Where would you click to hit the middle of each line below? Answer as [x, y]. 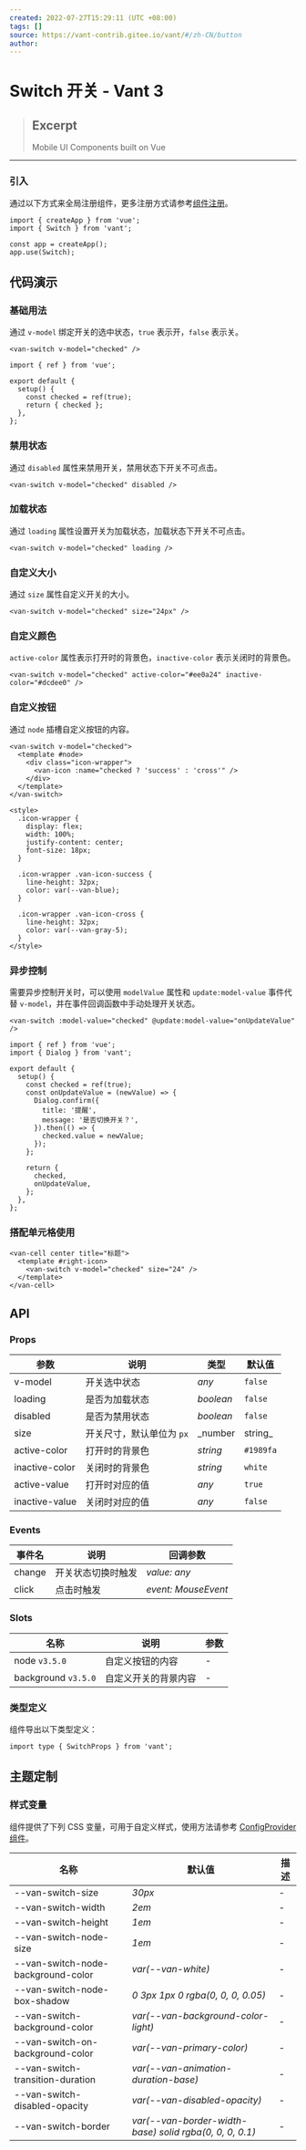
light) [143, 2027]
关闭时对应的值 [117, 1502]
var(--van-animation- [182, 2068]
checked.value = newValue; [93, 1137]
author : [24, 43]
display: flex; [55, 826]
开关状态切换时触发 [97, 1573]
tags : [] [26, 26]
